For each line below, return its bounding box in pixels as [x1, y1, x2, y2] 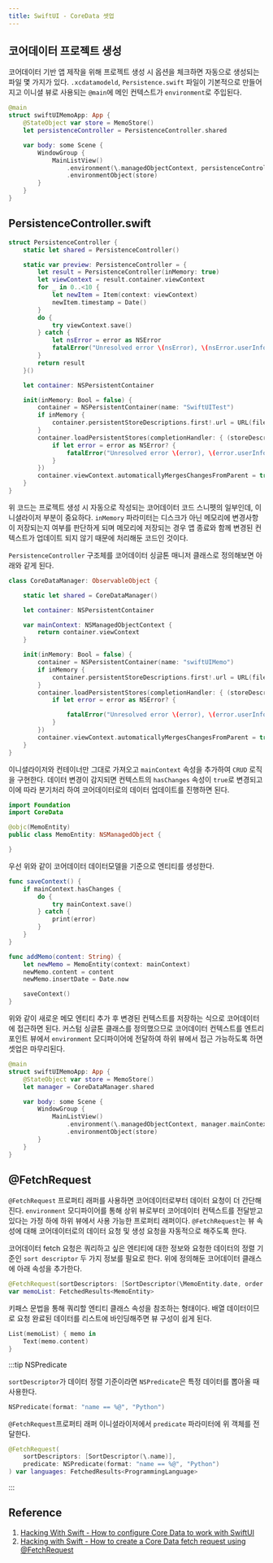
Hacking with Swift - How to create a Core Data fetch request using [19, 1536, 246, 1546]
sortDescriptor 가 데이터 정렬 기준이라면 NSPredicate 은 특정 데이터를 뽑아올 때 [8, 1377, 260, 1386]
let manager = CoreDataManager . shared [23, 1083, 154, 1091]
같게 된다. [23, 560, 54, 570]
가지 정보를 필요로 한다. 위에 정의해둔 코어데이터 [88, 1254, 240, 1263]
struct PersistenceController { [8, 238, 118, 247]
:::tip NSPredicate [8, 1359, 67, 1369]
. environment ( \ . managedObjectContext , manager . [66, 1120, 231, 1128]
